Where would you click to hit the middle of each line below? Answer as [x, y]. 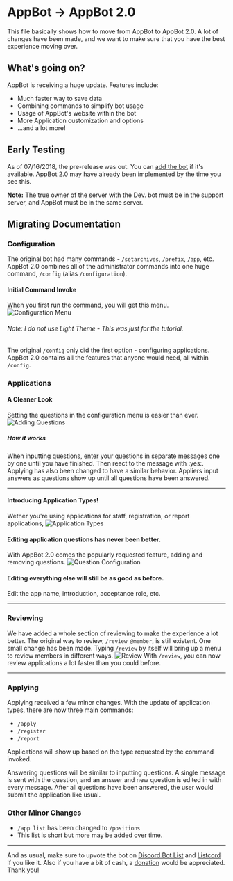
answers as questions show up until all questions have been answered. [109, 478]
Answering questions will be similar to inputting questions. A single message [116, 772]
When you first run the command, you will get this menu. [88, 305]
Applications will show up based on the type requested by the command [111, 752]
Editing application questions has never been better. [84, 539]
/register [32, 731]
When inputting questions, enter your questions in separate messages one [114, 456]
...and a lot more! [41, 128]
